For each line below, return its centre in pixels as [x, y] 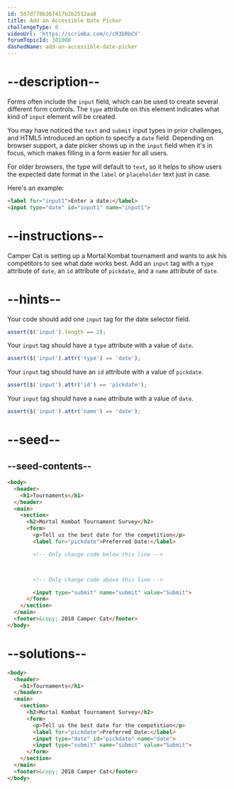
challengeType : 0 [33, 27]
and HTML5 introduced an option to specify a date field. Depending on [111, 138]
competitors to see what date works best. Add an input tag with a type [111, 263]
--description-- [54, 82]
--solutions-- [47, 654]
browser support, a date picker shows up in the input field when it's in [110, 145]
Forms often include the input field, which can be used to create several [113, 101]
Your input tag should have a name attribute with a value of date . [100, 398]
